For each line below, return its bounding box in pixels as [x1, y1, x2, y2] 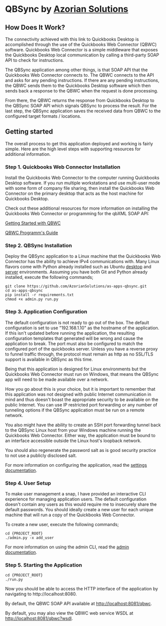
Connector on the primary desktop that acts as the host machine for [5, 190, 144, 196]
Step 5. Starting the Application [5, 561, 83, 568]
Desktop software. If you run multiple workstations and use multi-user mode [5, 180, 161, 186]
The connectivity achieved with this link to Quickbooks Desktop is [5, 36, 139, 42]
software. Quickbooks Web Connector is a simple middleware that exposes [5, 47, 158, 52]
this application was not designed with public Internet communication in [5, 391, 152, 397]
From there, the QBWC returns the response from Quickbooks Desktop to [5, 97, 155, 103]
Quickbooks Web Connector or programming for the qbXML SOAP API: [5, 211, 149, 217]
